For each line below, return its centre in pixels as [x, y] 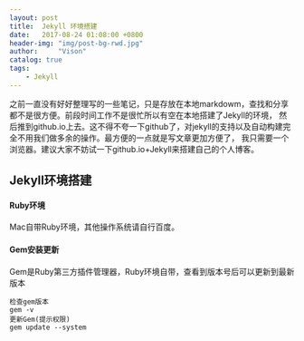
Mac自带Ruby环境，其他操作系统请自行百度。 [94, 227]
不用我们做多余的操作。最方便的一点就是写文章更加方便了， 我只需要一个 [153, 138]
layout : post [34, 18]
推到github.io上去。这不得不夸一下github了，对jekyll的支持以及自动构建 [150, 126]
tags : [19, 69]
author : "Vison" [48, 52]
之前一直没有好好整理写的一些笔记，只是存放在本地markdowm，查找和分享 [149, 103]
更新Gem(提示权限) [40, 319]
